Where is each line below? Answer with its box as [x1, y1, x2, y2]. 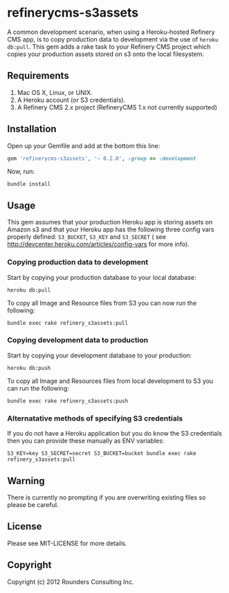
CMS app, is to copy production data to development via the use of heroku [7, 35, 219, 43]
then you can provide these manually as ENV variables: [7, 436, 165, 445]
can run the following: [7, 384, 69, 392]
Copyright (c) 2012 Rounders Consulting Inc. [7, 577, 134, 586]
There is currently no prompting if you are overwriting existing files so [7, 493, 206, 502]
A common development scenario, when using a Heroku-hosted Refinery [7, 28, 215, 36]
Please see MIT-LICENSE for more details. [7, 539, 127, 547]
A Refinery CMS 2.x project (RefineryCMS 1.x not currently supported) [17, 103, 218, 112]
